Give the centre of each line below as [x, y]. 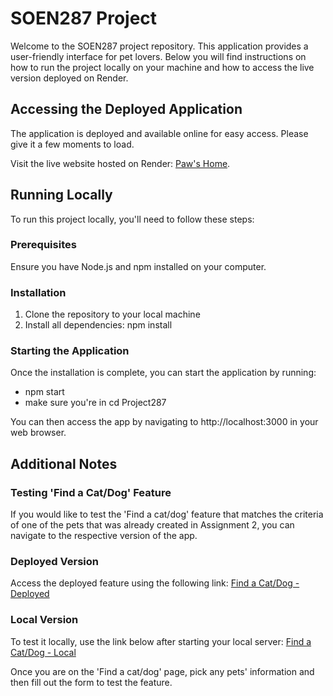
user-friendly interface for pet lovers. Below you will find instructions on [158, 56]
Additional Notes [64, 463]
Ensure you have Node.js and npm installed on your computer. [138, 266]
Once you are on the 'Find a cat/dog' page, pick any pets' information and [162, 671]
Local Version [44, 620]
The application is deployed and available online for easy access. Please [159, 133]
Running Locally [61, 195]
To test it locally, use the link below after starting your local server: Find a [161, 641]
